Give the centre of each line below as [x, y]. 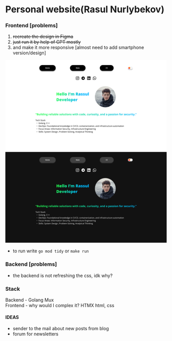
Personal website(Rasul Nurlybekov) [85, 9]
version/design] [29, 53]
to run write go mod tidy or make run [51, 251]
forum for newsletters [36, 334]
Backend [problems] [31, 264]
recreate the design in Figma [43, 36]
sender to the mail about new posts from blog [61, 329]
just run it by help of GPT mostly [47, 42]
